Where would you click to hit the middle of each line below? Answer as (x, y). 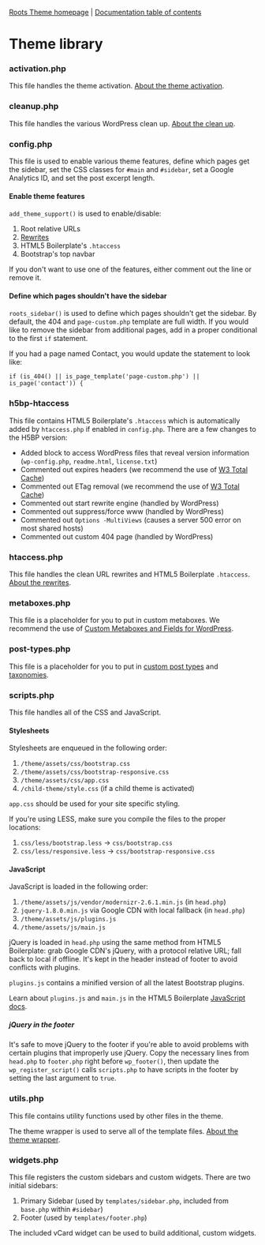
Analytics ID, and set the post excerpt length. (82, 178)
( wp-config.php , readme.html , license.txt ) (89, 461)
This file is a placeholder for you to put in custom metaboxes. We (114, 621)
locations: (25, 827)
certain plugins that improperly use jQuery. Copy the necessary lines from (129, 1053)
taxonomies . (29, 674)
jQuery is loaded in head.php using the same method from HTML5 (115, 943)
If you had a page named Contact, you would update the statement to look (130, 354)
